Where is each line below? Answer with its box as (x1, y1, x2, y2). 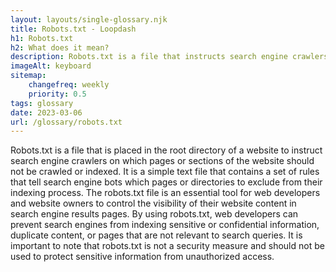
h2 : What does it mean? (10, 42, 110, 53)
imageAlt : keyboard (10, 61, 92, 71)
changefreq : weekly (28, 80, 110, 90)
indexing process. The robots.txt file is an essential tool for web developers (10, 187, 321, 199)
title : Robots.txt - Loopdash (10, 24, 137, 34)
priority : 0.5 (28, 89, 87, 99)
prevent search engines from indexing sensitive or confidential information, (10, 219, 320, 231)
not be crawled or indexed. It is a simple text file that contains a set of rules (10, 166, 320, 178)
